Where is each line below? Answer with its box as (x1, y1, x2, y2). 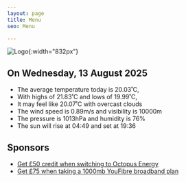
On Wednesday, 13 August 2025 (7, 67, 148, 79)
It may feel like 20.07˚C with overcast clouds (16, 100, 143, 108)
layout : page (7, 10, 45, 17)
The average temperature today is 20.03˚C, (16, 86, 139, 94)
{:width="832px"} (28, 47, 79, 55)
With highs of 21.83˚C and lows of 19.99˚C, (16, 93, 137, 101)
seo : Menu (7, 23, 36, 29)
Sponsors (7, 142, 49, 153)
